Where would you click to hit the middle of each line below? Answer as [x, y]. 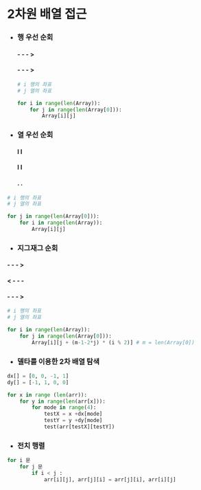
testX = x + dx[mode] [73, 414]
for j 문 [31, 467]
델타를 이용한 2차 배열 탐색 [58, 361]
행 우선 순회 [35, 37]
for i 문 [19, 460]
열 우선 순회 [35, 135]
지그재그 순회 [37, 248]
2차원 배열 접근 [47, 14]
